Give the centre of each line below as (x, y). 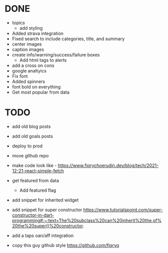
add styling (31, 28)
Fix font (20, 76)
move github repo (30, 155)
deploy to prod (27, 146)
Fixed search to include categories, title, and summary (68, 39)
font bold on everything (36, 87)
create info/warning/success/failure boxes (56, 55)
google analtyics (29, 70)
